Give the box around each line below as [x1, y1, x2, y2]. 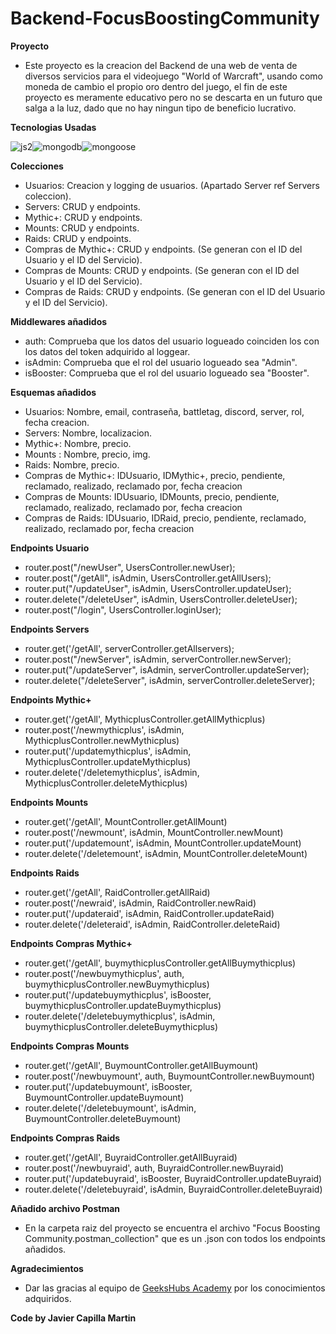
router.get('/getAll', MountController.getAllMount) [24, 815, 228, 827]
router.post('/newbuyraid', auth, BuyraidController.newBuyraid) [24, 1162, 285, 1174]
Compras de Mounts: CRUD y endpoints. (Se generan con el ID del [24, 264, 300, 276]
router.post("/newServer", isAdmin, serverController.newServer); [24, 653, 292, 665]
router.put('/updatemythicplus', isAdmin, [24, 745, 192, 757]
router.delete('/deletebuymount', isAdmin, [24, 1102, 197, 1114]
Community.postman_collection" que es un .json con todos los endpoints [24, 1232, 326, 1244]
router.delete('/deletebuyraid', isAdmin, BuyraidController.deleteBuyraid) [24, 1183, 323, 1195]
